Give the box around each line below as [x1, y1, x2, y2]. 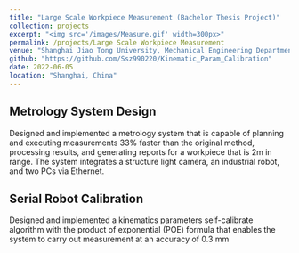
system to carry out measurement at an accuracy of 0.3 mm [9, 233, 230, 245]
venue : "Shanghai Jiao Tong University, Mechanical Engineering [9, 46, 253, 55]
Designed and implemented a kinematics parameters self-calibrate [9, 215, 254, 225]
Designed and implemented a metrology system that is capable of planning [9, 127, 285, 138]
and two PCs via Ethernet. [9, 166, 105, 176]
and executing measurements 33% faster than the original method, [9, 137, 255, 148]
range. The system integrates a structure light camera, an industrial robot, [9, 156, 280, 167]
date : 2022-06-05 [9, 63, 74, 72]
